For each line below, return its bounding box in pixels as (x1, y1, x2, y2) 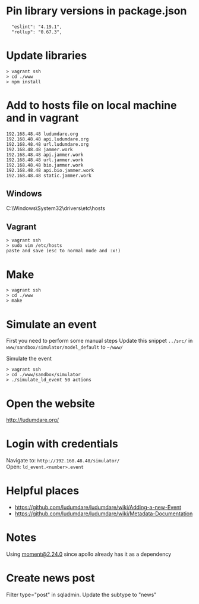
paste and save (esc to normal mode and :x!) (6, 248, 121, 254)
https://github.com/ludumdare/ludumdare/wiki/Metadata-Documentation (14, 510, 193, 517)
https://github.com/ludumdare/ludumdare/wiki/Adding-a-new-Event (14, 504, 182, 511)
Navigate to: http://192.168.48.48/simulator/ (6, 457, 120, 464)
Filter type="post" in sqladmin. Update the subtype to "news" (6, 591, 157, 598)
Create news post (6, 571, 95, 585)
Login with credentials (6, 437, 119, 450)
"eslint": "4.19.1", (11, 24, 62, 30)
